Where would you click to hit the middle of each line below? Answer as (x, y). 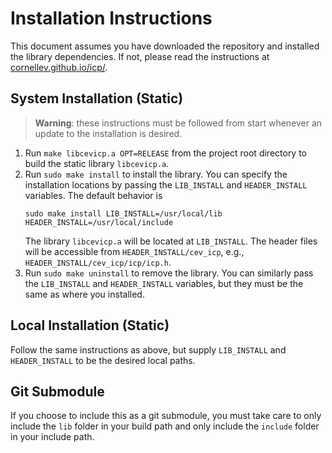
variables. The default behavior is (93, 195)
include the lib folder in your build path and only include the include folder (165, 426)
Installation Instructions (111, 18)
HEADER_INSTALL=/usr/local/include (99, 222)
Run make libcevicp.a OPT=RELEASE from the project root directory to (166, 153)
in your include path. (52, 437)
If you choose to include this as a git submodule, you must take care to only (166, 416)
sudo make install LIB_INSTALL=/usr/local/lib (123, 213)
